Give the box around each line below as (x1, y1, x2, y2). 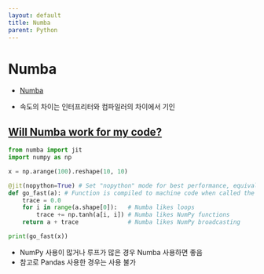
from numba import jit (8, 146, 82, 154)
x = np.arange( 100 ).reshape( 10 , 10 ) (8, 167, 128, 175)
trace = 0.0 (22, 196, 61, 204)
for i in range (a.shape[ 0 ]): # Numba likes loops (22, 203, 195, 212)
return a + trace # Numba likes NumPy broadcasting (22, 218, 241, 226)
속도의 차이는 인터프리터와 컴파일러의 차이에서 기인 (19, 102, 175, 111)
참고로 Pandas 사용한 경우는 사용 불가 (19, 257, 136, 267)
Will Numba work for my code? (8, 125, 163, 138)
